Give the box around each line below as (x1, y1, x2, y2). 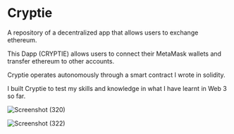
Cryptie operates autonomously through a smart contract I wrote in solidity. (7, 71, 226, 79)
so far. (7, 92, 26, 100)
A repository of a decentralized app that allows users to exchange (7, 28, 199, 37)
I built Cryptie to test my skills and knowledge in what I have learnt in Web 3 (7, 84, 227, 92)
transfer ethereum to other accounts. (7, 56, 115, 65)
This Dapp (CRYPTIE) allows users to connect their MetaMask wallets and (7, 49, 222, 58)
